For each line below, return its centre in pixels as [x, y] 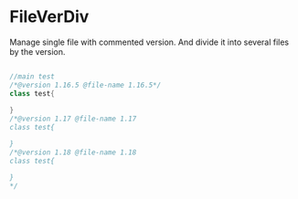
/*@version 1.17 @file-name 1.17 [73, 119]
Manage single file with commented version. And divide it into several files [149, 42]
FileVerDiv [49, 17]
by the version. [37, 51]
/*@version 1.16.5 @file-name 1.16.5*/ [85, 85]
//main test [32, 76]
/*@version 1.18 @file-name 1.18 [73, 152]
